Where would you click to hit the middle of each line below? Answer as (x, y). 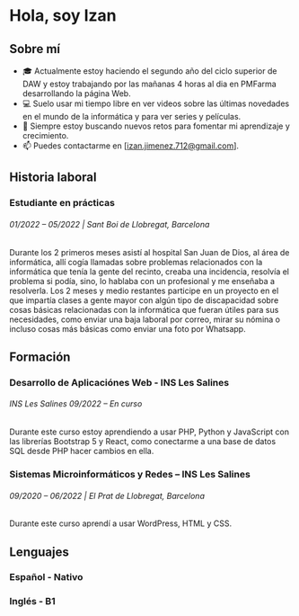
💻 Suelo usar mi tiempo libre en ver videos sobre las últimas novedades (156, 103)
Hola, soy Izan (63, 16)
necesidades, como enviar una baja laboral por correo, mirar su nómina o (145, 319)
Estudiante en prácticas (62, 203)
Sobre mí (35, 49)
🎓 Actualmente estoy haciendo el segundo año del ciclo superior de (149, 71)
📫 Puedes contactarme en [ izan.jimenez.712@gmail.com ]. (131, 146)
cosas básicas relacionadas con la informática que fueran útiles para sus (144, 309)
